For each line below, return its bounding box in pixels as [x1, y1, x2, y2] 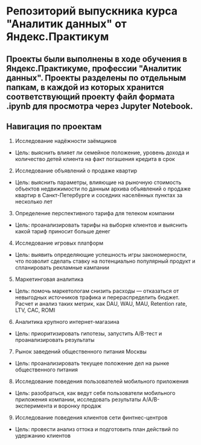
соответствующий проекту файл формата [6, 92, 175, 102]
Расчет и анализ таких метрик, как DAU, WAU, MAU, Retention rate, [14, 300, 187, 308]
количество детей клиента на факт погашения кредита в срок [14, 156, 175, 163]
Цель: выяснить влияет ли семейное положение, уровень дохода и [14, 149, 190, 156]
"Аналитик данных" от [6, 17, 127, 31]
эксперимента [14, 402, 53, 409]
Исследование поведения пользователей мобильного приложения [14, 378, 189, 385]
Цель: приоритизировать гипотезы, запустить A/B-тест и [14, 330, 162, 337]
